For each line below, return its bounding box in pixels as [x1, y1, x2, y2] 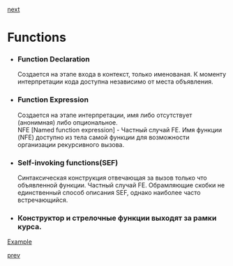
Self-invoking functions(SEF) [17, 157, 119, 167]
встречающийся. [17, 196, 68, 204]
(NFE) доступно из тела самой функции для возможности [17, 133, 190, 141]
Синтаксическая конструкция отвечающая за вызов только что [17, 173, 207, 182]
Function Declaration [17, 54, 91, 64]
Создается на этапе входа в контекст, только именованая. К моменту [17, 70, 227, 79]
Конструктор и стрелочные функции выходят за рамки [17, 213, 217, 223]
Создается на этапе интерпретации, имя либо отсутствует [17, 111, 193, 119]
